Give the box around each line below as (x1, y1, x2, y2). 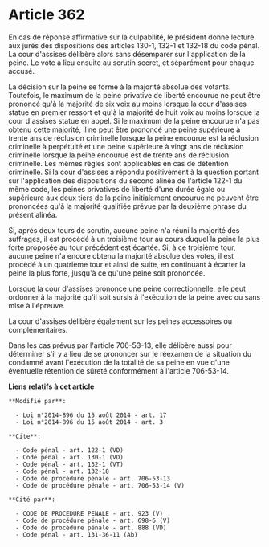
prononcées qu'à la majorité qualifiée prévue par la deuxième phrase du (8, 201, 247, 210)
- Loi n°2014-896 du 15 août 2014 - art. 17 (15, 411, 167, 419)
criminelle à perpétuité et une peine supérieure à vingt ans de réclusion (8, 141, 244, 151)
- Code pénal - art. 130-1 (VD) (15, 453, 124, 461)
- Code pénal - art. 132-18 (15, 467, 110, 476)
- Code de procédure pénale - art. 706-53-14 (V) (15, 481, 185, 489)
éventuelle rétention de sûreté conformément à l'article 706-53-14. (8, 365, 230, 375)
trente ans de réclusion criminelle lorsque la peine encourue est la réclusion (8, 133, 259, 142)
